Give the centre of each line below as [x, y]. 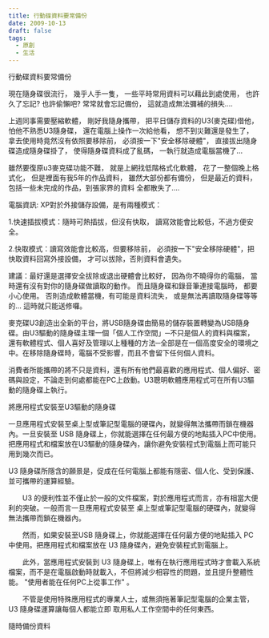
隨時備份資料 [29, 626]
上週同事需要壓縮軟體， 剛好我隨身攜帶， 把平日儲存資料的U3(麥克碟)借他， [133, 120]
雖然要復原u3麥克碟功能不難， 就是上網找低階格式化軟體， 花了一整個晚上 [130, 168]
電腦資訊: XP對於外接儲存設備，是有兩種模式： [85, 205]
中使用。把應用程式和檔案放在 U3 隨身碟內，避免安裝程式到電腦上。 [120, 545]
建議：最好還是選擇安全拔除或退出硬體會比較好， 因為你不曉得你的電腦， [128, 276]
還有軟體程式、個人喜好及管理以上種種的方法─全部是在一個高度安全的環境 [130, 343]
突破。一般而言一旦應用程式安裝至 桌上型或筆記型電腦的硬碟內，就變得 [139, 508]
